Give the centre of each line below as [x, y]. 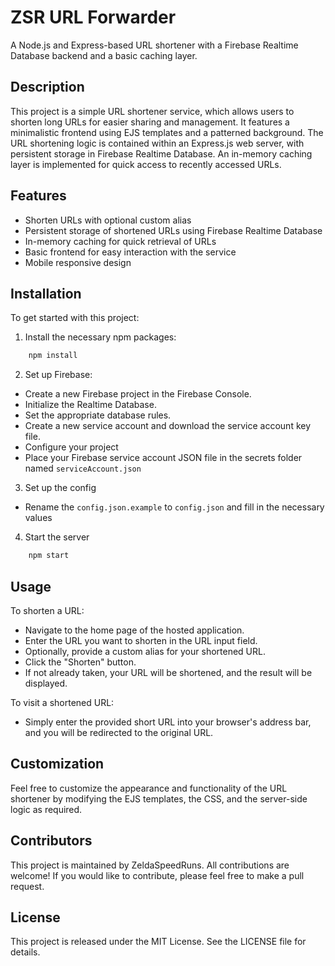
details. [25, 952]
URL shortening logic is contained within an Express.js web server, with [157, 143]
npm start [49, 556]
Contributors [51, 841]
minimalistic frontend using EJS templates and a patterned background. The [167, 132]
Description [47, 87]
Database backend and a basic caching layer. [104, 55]
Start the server [57, 537]
